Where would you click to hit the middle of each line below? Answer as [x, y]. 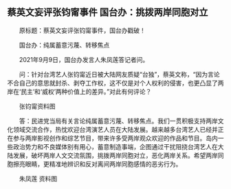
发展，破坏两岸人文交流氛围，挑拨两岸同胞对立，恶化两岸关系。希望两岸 [115, 155]
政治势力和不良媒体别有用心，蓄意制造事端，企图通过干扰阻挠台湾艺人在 [115, 146]
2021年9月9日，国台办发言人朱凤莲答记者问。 [84, 59]
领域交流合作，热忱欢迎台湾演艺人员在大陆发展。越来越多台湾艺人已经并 [115, 129]
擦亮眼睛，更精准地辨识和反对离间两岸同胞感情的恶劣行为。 [97, 163]
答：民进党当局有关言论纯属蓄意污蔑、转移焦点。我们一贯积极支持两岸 [118, 121]
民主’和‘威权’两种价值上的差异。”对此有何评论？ [86, 91]
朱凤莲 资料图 [38, 179]
